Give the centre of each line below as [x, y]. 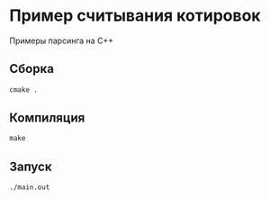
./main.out [30, 187]
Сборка [31, 69]
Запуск [31, 166]
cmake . [24, 90]
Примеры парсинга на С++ [62, 41]
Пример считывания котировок [135, 16]
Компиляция [47, 118]
